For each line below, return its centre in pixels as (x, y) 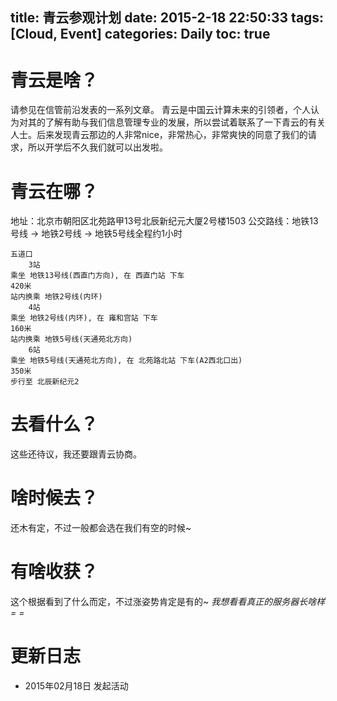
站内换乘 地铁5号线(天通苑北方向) (71, 339)
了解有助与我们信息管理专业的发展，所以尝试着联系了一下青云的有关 (185, 122)
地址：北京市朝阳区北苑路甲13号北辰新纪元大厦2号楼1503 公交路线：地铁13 (164, 221)
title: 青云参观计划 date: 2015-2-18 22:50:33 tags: (167, 18)
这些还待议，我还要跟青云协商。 (76, 454)
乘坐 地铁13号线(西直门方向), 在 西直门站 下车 (97, 276)
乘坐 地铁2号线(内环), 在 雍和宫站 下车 (84, 318)
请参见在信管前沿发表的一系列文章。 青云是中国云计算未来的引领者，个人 (160, 110)
